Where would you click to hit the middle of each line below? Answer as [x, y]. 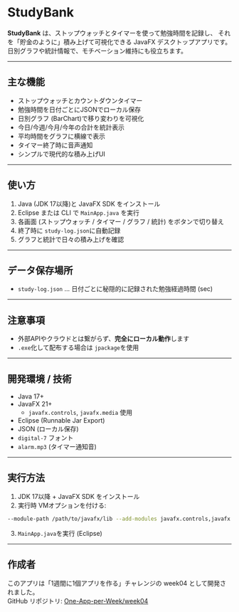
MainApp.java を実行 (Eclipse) [60, 533]
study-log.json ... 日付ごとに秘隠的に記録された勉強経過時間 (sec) [115, 289]
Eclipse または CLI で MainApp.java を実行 [79, 212]
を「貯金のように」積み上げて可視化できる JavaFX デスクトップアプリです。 [119, 42]
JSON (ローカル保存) [48, 429]
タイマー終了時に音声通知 [55, 145]
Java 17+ [31, 396]
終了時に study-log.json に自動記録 [69, 230]
